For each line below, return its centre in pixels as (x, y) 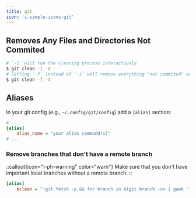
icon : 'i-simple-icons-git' (40, 17)
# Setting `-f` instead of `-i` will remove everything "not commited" (95, 74)
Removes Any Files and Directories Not (78, 41)
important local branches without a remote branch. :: (69, 173)
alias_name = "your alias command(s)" (64, 134)
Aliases (20, 98)
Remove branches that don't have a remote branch (79, 154)
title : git (19, 11)
